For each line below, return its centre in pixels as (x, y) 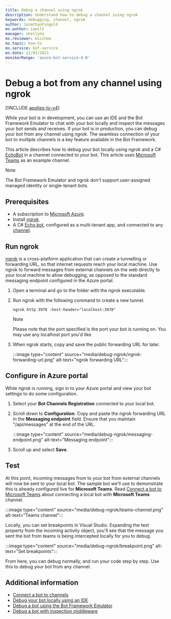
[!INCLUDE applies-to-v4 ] (32, 108)
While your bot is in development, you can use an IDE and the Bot (74, 118)
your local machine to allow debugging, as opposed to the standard (76, 275)
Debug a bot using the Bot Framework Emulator (63, 606)
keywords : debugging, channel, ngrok (45, 19)
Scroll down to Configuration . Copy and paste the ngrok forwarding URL (89, 413)
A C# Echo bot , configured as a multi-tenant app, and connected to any (88, 225)
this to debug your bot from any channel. (48, 566)
